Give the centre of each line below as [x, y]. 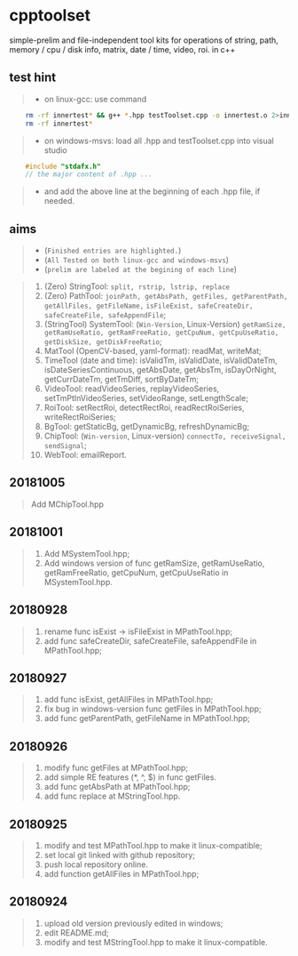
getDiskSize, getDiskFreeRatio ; [103, 341]
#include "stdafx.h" [63, 166]
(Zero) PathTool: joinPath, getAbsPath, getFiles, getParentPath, [166, 296]
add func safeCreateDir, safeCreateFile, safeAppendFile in [150, 640]
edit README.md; [76, 932]
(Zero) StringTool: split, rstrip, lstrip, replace [137, 286]
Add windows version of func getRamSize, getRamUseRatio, [154, 563]
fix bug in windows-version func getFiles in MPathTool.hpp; [153, 709]
